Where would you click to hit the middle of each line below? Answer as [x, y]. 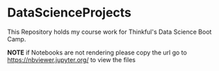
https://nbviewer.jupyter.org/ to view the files [71, 59]
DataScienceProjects [70, 13]
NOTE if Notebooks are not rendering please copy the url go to [97, 52]
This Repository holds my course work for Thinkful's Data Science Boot [109, 32]
